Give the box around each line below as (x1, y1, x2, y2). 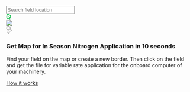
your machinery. (6, 68, 46, 75)
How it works (6, 80, 38, 87)
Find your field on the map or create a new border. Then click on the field (6, 55, 185, 63)
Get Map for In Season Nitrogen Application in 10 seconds (6, 42, 176, 50)
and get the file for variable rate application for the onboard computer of (6, 62, 182, 69)
